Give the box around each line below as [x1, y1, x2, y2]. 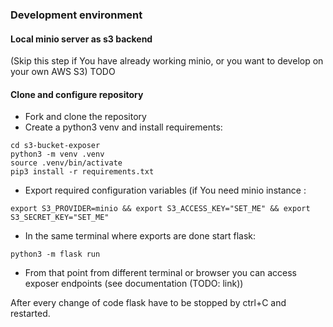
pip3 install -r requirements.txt [10, 167, 155, 177]
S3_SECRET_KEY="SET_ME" [10, 213, 110, 223]
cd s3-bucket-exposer [10, 141, 101, 151]
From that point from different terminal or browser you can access [24, 267, 297, 279]
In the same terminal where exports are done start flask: [24, 230, 257, 242]
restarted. [10, 308, 51, 320]
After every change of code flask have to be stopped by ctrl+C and [10, 297, 287, 309]
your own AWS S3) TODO [10, 66, 116, 78]
